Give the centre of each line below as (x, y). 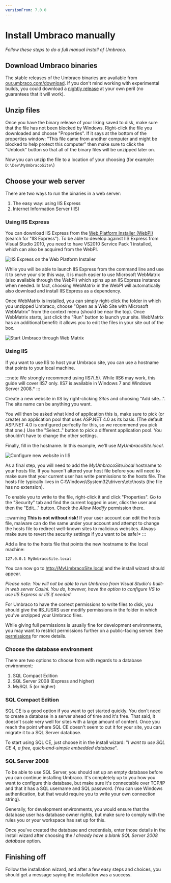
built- (158, 583)
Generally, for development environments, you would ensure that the (77, 809)
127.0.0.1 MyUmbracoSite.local (38, 559)
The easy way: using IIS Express (47, 203)
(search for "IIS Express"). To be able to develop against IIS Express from (82, 239)
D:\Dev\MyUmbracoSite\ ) (30, 165)
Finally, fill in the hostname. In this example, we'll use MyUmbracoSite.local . (85, 445)
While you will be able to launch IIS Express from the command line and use (85, 269)
